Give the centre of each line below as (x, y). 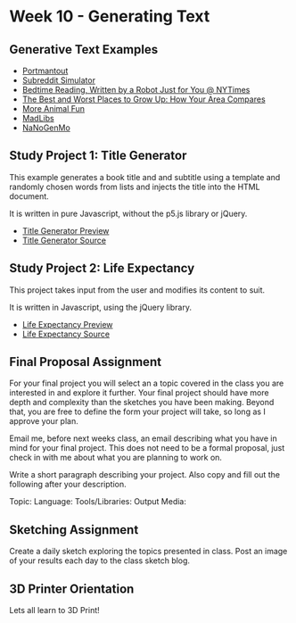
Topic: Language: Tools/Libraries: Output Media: (98, 502)
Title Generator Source (64, 240)
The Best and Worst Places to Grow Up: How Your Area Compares (144, 99)
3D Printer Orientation (72, 589)
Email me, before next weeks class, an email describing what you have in (144, 438)
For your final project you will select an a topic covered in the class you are (147, 383)
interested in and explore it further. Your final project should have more (139, 393)
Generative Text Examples (84, 50)
